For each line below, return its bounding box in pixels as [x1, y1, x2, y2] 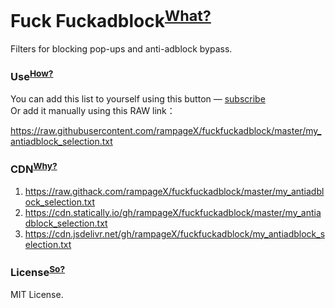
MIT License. [10, 288, 64, 300]
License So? [10, 263, 66, 280]
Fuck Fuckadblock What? [10, 6, 212, 33]
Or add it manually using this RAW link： [10, 105, 176, 117]
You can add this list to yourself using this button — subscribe [10, 93, 266, 105]
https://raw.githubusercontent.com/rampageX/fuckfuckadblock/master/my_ [10, 125, 322, 137]
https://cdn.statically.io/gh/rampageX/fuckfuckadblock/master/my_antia [24, 206, 322, 218]
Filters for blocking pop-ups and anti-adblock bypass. [10, 43, 233, 55]
